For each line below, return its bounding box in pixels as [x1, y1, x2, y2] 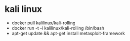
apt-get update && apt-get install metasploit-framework [11, 30, 125, 36]
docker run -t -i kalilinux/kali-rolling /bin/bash [11, 25, 105, 31]
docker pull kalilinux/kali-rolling [11, 20, 76, 26]
